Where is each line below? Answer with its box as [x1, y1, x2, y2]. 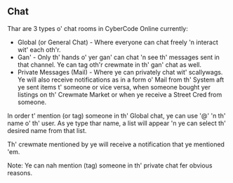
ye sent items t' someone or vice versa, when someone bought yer [17, 82, 211, 91]
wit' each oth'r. [17, 45, 61, 53]
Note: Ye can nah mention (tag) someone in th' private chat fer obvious [7, 161, 213, 170]
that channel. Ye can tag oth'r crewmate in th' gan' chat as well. [17, 60, 202, 69]
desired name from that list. [7, 126, 87, 134]
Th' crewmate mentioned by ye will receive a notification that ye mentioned [7, 140, 225, 149]
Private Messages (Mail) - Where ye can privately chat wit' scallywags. [17, 68, 223, 76]
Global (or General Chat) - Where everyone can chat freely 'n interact [17, 38, 219, 46]
